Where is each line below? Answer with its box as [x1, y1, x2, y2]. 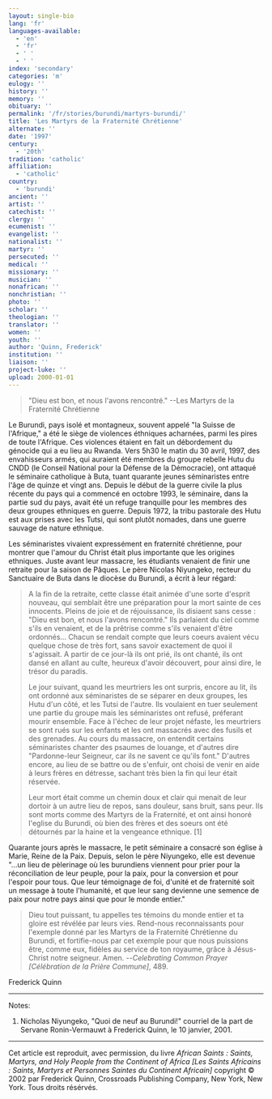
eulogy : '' [8, 79, 45, 87]
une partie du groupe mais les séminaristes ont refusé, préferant [28, 708, 244, 718]
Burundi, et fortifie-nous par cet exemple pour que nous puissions [28, 935, 249, 945]
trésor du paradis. [28, 666, 88, 676]
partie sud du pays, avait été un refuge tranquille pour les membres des [8, 497, 247, 507]
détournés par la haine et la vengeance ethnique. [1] [28, 827, 202, 837]
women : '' [8, 328, 42, 336]
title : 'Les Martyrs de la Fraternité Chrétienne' [8, 117, 183, 126]
